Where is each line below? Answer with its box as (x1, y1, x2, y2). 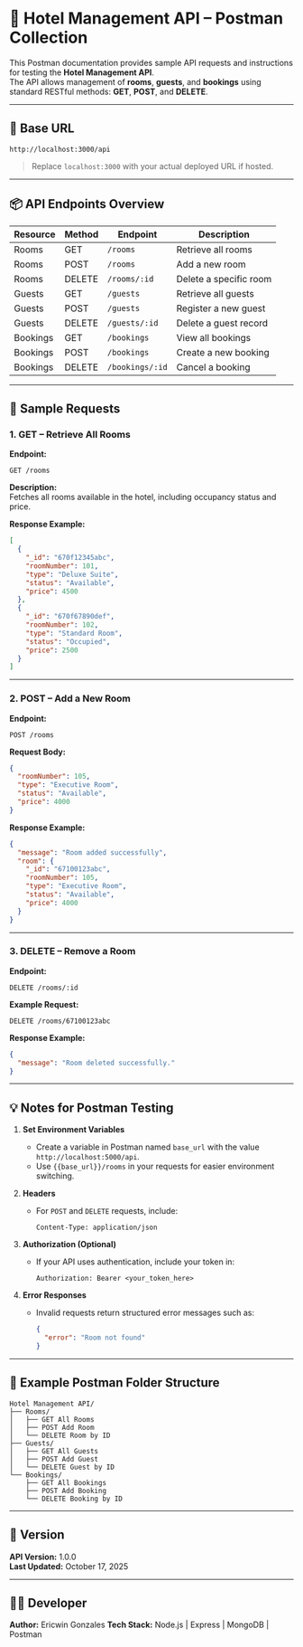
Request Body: (9, 746, 66, 757)
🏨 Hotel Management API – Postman (9, 8, 284, 29)
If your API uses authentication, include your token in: (35, 1256, 235, 1267)
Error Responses (22, 1290, 87, 1301)
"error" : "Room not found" (43, 1333, 146, 1342)
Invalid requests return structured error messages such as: (35, 1307, 255, 1319)
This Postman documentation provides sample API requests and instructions (9, 57, 293, 68)
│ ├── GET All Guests (9, 1446, 99, 1455)
